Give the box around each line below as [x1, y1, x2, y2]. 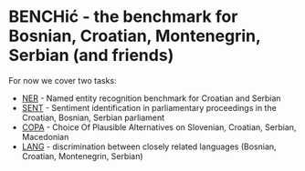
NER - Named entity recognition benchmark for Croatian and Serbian [21, 93, 281, 104]
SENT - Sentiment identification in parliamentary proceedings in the [21, 102, 278, 113]
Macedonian [21, 131, 69, 142]
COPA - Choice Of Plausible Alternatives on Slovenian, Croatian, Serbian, [21, 121, 297, 133]
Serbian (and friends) [8, 45, 174, 65]
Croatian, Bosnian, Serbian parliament [21, 112, 165, 123]
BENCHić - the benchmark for [8, 6, 238, 27]
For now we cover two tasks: [8, 75, 117, 85]
